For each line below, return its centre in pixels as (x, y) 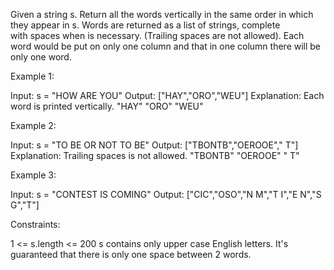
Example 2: (33, 125)
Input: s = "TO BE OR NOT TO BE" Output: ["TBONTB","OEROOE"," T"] (154, 145)
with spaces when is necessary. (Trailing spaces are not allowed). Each (157, 35)
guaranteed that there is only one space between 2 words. (131, 254)
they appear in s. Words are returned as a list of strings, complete (145, 25)
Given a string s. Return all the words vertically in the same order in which (162, 14)
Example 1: (32, 76)
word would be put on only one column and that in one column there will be (166, 46)
